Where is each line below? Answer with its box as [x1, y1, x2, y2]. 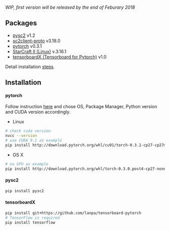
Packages [5, 19, 37, 27]
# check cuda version [5, 128, 51, 133]
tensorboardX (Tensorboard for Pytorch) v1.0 [12, 54, 107, 60]
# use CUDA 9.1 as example [5, 138, 62, 143]
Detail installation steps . [5, 63, 55, 70]
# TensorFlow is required [5, 215, 60, 220]
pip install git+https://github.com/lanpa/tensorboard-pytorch [5, 210, 142, 215]
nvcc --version [5, 133, 37, 139]
